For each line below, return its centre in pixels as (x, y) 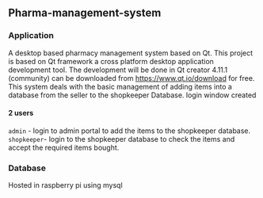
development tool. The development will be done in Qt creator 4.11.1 (118, 70)
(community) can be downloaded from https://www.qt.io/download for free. (131, 78)
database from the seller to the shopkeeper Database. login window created (132, 95)
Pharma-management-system (85, 13)
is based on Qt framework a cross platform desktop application (111, 61)
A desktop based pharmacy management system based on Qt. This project (131, 53)
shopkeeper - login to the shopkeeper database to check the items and (122, 139)
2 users (21, 113)
